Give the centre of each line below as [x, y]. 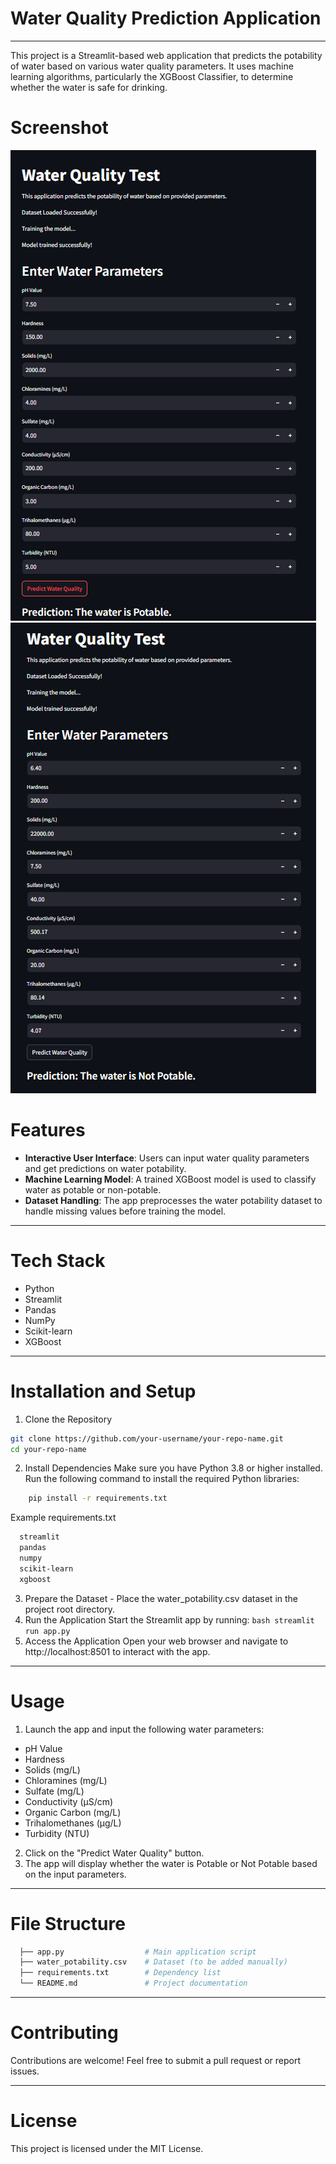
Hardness [44, 1759]
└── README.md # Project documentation [133, 1983]
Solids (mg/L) [52, 1769]
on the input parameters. [75, 1874]
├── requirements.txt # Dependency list [120, 1973]
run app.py [47, 1631]
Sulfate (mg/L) [54, 1791]
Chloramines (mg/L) [66, 1780]
